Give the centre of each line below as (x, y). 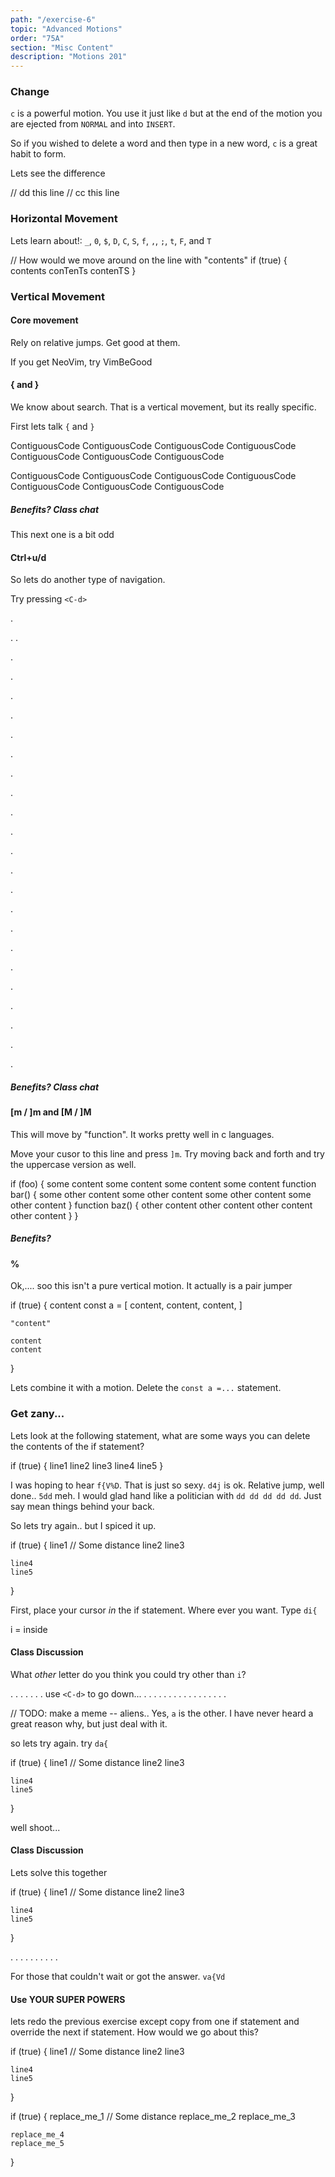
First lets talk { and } (52, 427)
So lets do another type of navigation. (88, 580)
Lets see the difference (58, 173)
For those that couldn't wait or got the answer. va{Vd (118, 1977)
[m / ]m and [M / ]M (51, 1112)
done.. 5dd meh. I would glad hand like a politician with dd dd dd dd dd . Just (166, 1495)
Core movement (44, 320)
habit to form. (38, 154)
